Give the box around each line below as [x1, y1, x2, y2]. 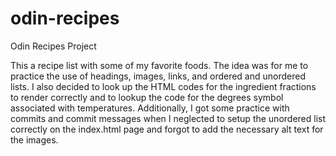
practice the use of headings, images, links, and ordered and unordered [10, 70, 307, 82]
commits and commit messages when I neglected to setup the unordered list [10, 112, 327, 124]
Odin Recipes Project [10, 40, 97, 52]
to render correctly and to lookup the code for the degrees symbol [10, 91, 284, 103]
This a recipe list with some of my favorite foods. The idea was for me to [10, 59, 309, 71]
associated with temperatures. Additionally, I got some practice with [10, 102, 290, 114]
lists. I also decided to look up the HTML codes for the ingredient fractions [10, 80, 317, 92]
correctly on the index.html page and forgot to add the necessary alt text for [10, 123, 324, 135]
